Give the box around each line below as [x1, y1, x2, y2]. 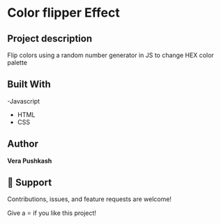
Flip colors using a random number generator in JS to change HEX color [7, 51, 214, 59]
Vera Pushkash [7, 157, 52, 165]
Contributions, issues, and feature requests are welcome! [7, 195, 172, 203]
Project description [7, 33, 93, 45]
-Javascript [7, 97, 40, 105]
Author [7, 138, 38, 150]
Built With [7, 79, 51, 90]
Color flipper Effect [7, 5, 120, 21]
